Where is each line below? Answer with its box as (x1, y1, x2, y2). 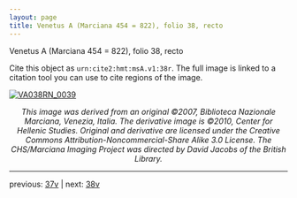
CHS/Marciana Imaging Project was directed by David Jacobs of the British (10, 143, 287, 155)
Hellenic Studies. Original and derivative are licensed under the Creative (16, 125, 281, 135)
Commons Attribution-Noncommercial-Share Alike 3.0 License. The (25, 134, 272, 145)
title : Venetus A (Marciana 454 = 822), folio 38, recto (9, 21, 224, 30)
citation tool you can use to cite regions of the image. (9, 72, 203, 82)
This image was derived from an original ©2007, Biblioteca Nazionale (21, 106, 276, 117)
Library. (133, 153, 164, 164)
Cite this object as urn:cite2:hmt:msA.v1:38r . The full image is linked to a (9, 63, 276, 73)
